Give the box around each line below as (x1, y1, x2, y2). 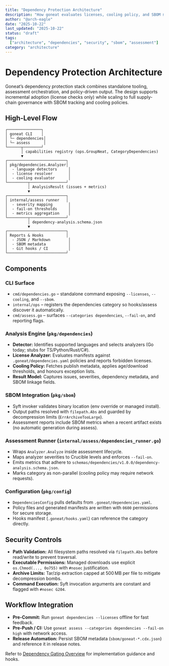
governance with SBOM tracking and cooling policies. (17, 99, 129, 105)
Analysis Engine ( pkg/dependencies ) (5, 330, 93, 337)
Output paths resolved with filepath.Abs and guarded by (12, 409, 131, 415)
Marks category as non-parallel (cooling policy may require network (12, 470, 154, 476)
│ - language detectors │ (5, 167, 71, 172)
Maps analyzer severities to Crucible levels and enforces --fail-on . (12, 454, 153, 460)
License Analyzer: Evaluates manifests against (12, 352, 111, 358)
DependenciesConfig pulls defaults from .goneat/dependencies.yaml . (12, 499, 152, 505)
